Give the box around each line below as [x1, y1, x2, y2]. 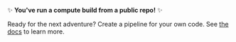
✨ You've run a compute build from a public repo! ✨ [7, 6, 163, 14]
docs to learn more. [7, 27, 65, 36]
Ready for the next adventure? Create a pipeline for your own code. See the [7, 20, 229, 28]
